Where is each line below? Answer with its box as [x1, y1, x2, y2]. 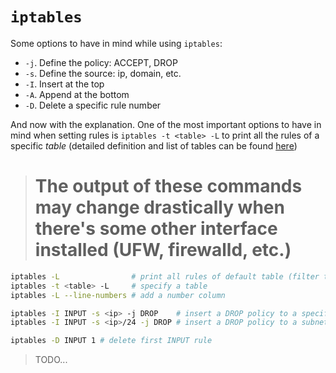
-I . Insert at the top [24, 78, 105, 90]
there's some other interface [34, 218, 278, 240]
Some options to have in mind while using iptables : [10, 37, 223, 49]
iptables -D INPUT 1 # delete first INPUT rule [10, 336, 213, 346]
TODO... [34, 354, 68, 366]
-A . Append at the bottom [24, 88, 130, 100]
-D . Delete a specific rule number [24, 99, 162, 111]
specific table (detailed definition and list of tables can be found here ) [10, 139, 298, 152]
